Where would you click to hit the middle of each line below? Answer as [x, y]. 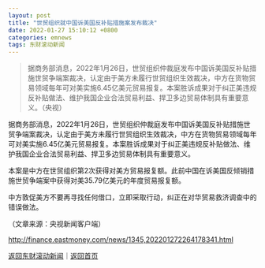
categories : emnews [40, 37]
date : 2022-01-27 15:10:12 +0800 [63, 30]
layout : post [30, 15]
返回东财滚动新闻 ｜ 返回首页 [53, 256]
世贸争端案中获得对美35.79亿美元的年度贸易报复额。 [100, 181]
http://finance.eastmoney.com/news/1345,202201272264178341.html [121, 240]
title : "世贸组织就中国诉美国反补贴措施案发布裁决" [83, 23]
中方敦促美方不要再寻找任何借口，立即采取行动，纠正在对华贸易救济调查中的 [132, 197]
